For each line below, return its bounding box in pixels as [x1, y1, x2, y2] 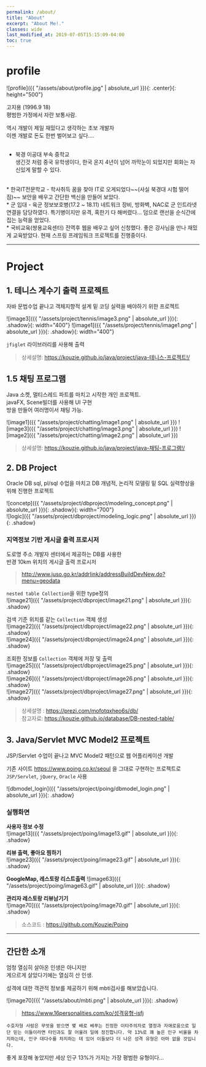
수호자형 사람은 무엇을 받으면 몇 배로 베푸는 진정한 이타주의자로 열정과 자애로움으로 [6, 1023, 189, 1029]
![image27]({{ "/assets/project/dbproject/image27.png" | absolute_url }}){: [6, 688, 193, 696]
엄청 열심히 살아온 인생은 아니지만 [6, 964, 87, 971]
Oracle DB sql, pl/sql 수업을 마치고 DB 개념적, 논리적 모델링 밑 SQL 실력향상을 [6, 479, 195, 487]
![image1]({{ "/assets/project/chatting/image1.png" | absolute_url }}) [6, 419, 177, 426]
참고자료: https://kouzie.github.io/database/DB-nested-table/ [21, 715, 175, 722]
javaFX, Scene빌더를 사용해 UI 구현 [6, 398, 93, 406]
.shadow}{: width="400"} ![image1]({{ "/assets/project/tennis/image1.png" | [6, 322, 197, 329]
